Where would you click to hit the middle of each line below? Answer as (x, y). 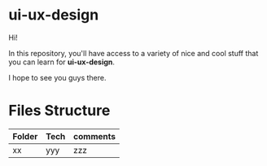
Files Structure (59, 111)
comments (94, 136)
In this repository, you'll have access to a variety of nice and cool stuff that (133, 53)
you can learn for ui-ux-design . (62, 62)
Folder (25, 136)
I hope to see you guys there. (57, 77)
